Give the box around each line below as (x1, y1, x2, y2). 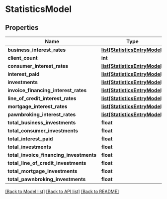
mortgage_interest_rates (7, 103, 68, 110)
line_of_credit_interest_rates (7, 95, 77, 101)
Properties (5, 23, 39, 32)
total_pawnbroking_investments (7, 176, 86, 183)
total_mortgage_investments (7, 168, 78, 175)
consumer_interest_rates (7, 63, 69, 69)
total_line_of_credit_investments (7, 160, 86, 166)
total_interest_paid (7, 135, 53, 142)
